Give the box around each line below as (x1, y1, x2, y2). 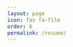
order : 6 (7, 23, 33, 30)
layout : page (7, 10, 45, 17)
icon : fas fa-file (7, 17, 60, 23)
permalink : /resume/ (7, 29, 67, 37)
